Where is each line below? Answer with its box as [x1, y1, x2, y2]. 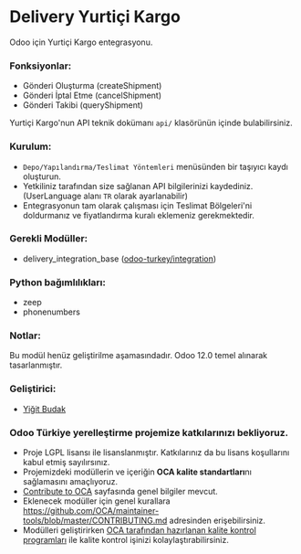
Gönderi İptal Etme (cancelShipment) [22, 90, 162, 101]
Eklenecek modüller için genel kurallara [22, 495, 171, 506]
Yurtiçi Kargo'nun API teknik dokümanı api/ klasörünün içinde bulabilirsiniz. [9, 117, 294, 129]
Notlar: [9, 329, 41, 342]
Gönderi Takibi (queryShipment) [22, 100, 144, 111]
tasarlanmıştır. [9, 359, 63, 371]
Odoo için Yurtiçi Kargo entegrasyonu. [9, 37, 153, 48]
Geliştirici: [9, 382, 57, 395]
